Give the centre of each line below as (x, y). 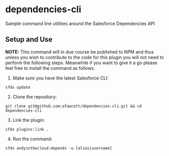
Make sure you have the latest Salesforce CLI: (61, 78)
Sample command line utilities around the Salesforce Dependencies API (80, 23)
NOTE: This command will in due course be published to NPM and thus (79, 51)
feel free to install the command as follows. (50, 68)
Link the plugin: (29, 120)
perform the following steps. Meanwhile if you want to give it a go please (81, 63)
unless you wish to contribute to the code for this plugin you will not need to (84, 57)
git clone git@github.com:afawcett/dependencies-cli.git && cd (74, 106)
